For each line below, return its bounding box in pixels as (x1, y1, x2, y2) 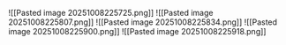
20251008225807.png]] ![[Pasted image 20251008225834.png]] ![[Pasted (8, 17, 278, 27)
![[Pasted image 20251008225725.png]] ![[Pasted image (8, 8, 214, 18)
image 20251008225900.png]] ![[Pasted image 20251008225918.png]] (8, 26, 267, 36)
